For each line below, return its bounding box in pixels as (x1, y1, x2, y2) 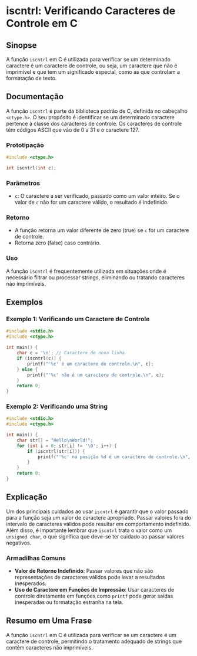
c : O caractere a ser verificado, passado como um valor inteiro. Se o (14, 192, 180, 200)
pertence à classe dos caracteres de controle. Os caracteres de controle (6, 120, 182, 127)
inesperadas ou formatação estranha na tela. (14, 599, 123, 606)
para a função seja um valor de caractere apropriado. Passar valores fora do (6, 514, 191, 521)
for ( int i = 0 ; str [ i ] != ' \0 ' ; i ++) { (16, 443, 117, 449)
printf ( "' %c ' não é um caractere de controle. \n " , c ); (27, 372, 165, 378)
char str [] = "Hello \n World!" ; (16, 437, 94, 443)
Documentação (6, 92, 64, 102)
